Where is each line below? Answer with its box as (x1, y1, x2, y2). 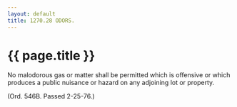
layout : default (7, 10, 56, 18)
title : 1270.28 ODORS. (7, 17, 75, 24)
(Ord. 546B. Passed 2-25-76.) (7, 92, 95, 101)
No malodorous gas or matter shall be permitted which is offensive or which (7, 71, 231, 79)
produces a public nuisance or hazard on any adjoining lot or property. (7, 79, 215, 87)
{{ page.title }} (7, 47, 96, 64)
